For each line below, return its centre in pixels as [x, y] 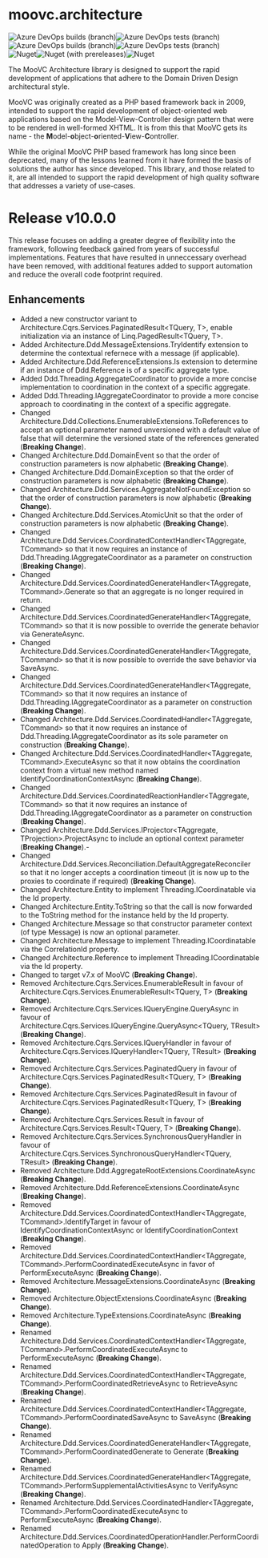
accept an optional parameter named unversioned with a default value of [140, 430]
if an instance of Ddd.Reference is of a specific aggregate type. [124, 369]
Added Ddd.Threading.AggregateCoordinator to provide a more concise [138, 378]
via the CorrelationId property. [70, 949]
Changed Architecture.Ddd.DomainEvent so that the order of [120, 455]
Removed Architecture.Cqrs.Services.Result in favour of [112, 1119]
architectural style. [39, 87]
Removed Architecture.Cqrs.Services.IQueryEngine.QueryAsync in [129, 1008]
